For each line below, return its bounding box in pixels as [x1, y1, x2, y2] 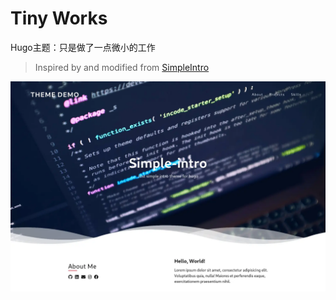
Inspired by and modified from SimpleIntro [34, 61, 210, 73]
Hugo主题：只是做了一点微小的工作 [10, 41, 156, 53]
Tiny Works [10, 7, 108, 30]
